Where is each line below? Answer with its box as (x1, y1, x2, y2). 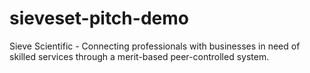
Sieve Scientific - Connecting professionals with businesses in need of (9, 40, 301, 52)
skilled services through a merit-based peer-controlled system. (9, 50, 270, 62)
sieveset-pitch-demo (9, 7, 189, 30)
